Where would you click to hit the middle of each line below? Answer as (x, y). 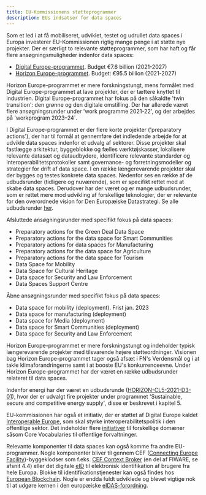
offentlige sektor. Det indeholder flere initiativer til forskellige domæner (96, 428)
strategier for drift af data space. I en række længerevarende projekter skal (101, 169)
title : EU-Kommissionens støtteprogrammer (61, 12)
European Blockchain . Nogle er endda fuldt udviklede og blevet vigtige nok (101, 478)
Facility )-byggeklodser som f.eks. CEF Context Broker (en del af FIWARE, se (102, 459)
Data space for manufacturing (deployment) (71, 314)
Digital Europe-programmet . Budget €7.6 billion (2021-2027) (91, 67)
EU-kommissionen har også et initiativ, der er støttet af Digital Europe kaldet (102, 415)
